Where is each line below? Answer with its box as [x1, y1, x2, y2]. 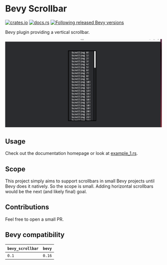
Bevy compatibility [5, 231, 65, 239]
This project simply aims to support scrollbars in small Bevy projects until [5, 178, 155, 184]
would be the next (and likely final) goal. [5, 189, 87, 195]
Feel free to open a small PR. [5, 216, 64, 222]
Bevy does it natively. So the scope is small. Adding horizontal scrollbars [5, 183, 154, 189]
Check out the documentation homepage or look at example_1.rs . [5, 150, 138, 156]
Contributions [5, 203, 49, 212]
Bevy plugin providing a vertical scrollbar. [5, 29, 90, 35]
